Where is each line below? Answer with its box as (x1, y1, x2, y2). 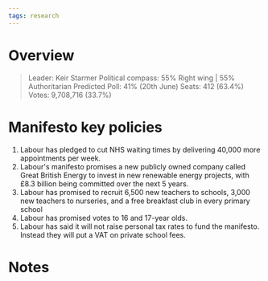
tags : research (8, 11, 60, 20)
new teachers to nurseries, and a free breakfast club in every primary (19, 196, 251, 206)
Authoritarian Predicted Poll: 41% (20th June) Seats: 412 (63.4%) (27, 81, 244, 91)
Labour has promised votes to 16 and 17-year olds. (19, 213, 188, 222)
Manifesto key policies (8, 118, 163, 136)
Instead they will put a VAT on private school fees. (19, 230, 187, 239)
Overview (8, 46, 75, 64)
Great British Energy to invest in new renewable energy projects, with (19, 170, 249, 180)
